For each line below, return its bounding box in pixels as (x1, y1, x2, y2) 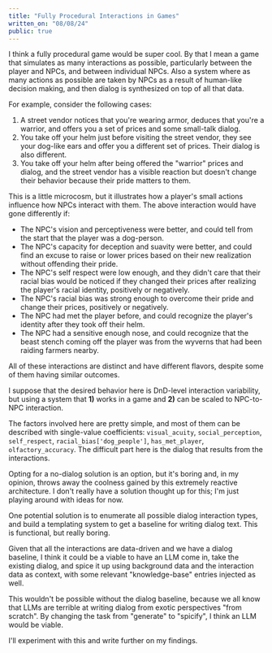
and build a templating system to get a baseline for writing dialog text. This (8, 520, 258, 529)
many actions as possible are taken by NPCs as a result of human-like (8, 75, 242, 85)
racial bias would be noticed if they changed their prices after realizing (19, 276, 257, 286)
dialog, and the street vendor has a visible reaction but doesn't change (19, 168, 257, 177)
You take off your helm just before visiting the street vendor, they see (19, 133, 252, 142)
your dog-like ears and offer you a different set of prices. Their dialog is (19, 141, 261, 151)
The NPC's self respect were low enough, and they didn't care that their (19, 268, 261, 277)
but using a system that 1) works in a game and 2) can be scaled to (8, 394, 233, 404)
